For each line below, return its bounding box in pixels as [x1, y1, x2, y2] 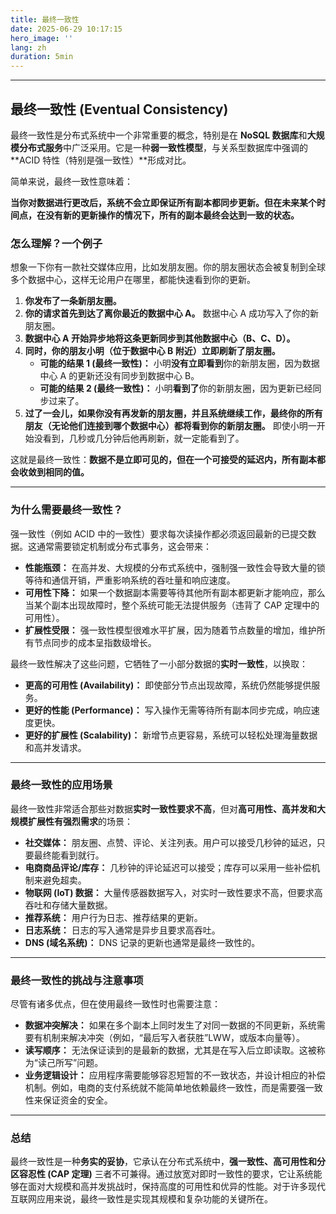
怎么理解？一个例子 [10, 236, 103, 250]
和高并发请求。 [24, 741, 87, 753]
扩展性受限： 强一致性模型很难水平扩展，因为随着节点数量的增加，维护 [24, 624, 317, 636]
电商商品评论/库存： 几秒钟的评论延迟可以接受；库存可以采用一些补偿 [24, 861, 312, 873]
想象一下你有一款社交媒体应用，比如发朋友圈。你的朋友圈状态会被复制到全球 [10, 261, 326, 273]
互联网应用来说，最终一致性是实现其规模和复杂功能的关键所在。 [10, 1193, 273, 1205]
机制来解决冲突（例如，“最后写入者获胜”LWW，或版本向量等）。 [42, 1032, 305, 1044]
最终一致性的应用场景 [10, 778, 113, 792]
